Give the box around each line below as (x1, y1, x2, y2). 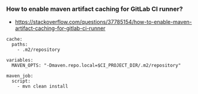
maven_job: (6, 73, 34, 79)
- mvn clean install (17, 83, 68, 90)
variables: (6, 57, 34, 63)
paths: (11, 41, 28, 48)
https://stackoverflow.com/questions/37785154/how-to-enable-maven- (14, 19, 192, 26)
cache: (6, 37, 23, 43)
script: (11, 78, 31, 84)
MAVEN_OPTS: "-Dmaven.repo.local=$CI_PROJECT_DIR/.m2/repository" (11, 62, 181, 69)
